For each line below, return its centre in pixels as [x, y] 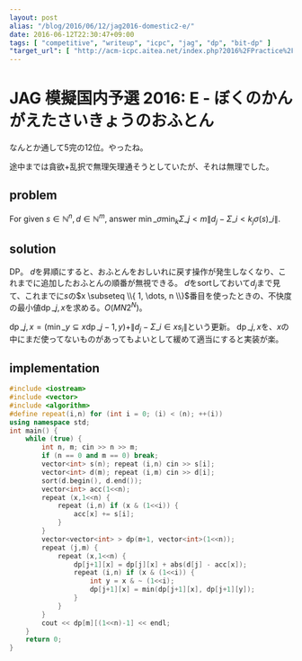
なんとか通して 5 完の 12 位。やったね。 [79, 147]
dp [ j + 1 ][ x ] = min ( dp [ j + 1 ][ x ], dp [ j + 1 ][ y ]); [173, 590]
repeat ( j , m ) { [70, 548]
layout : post [34, 18]
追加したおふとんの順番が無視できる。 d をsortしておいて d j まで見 [160, 284]
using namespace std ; [50, 422]
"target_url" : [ [40, 51]
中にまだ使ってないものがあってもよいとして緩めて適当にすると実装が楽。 [147, 339]
